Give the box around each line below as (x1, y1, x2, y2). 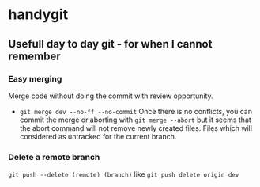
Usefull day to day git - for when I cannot (8, 37, 213, 51)
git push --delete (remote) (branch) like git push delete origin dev (8, 170, 239, 179)
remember (8, 49, 61, 63)
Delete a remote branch (8, 151, 100, 162)
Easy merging (8, 73, 62, 84)
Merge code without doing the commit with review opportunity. (8, 91, 213, 101)
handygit (8, 6, 69, 24)
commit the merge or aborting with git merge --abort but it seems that (19, 115, 251, 124)
